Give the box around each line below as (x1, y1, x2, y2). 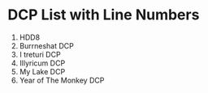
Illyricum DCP (19, 58, 66, 68)
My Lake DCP (19, 66, 66, 76)
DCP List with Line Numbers (7, 6, 200, 24)
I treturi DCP (19, 49, 62, 59)
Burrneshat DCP (19, 40, 74, 50)
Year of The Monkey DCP (19, 75, 105, 85)
